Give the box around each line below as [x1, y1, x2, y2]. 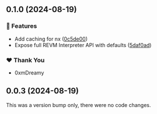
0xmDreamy [14, 69, 44, 76]
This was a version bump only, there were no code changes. [6, 101, 151, 108]
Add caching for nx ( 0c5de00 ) [14, 35, 88, 42]
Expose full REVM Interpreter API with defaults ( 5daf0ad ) [14, 41, 152, 48]
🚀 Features [6, 22, 37, 30]
